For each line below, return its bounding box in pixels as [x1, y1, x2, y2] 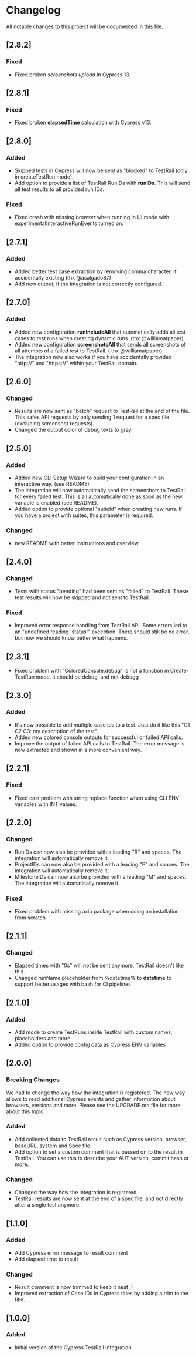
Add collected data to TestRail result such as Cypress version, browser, [14, 1136, 187, 1143]
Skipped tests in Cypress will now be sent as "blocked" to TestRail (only [14, 167, 188, 174]
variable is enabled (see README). [14, 499, 98, 506]
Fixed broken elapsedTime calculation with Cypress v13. [14, 119, 152, 126]
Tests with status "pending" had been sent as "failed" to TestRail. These [14, 588, 188, 595]
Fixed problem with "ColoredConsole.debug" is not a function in [14, 667, 169, 674]
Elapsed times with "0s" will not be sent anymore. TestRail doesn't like [14, 962, 184, 969]
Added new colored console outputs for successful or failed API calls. [14, 734, 183, 741]
